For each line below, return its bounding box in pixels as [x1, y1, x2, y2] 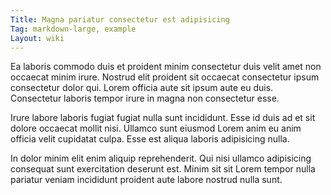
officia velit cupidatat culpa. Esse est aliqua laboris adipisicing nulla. [10, 133, 290, 145]
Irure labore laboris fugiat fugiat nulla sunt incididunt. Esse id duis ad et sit [10, 112, 316, 124]
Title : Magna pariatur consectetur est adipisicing [10, 14, 230, 25]
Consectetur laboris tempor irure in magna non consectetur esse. [10, 92, 280, 105]
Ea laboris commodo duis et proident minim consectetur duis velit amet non [10, 61, 322, 73]
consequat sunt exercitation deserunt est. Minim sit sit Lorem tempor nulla [10, 163, 316, 175]
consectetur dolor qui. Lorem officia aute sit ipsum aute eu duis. [10, 82, 274, 94]
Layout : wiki [10, 33, 65, 43]
